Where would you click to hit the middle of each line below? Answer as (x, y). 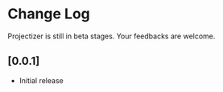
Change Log (49, 14)
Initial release (41, 80)
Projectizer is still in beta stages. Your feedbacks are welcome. (111, 36)
